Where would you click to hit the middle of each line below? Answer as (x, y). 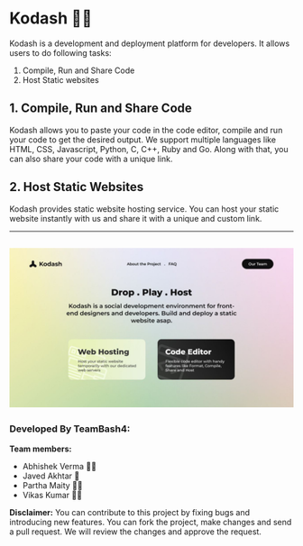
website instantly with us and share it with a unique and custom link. (136, 218)
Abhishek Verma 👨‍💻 (60, 466)
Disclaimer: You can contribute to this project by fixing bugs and (130, 512)
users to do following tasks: (60, 52)
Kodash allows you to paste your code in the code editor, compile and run (146, 130)
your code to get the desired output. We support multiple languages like (143, 140)
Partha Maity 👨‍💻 (52, 485)
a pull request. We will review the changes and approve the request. (135, 532)
